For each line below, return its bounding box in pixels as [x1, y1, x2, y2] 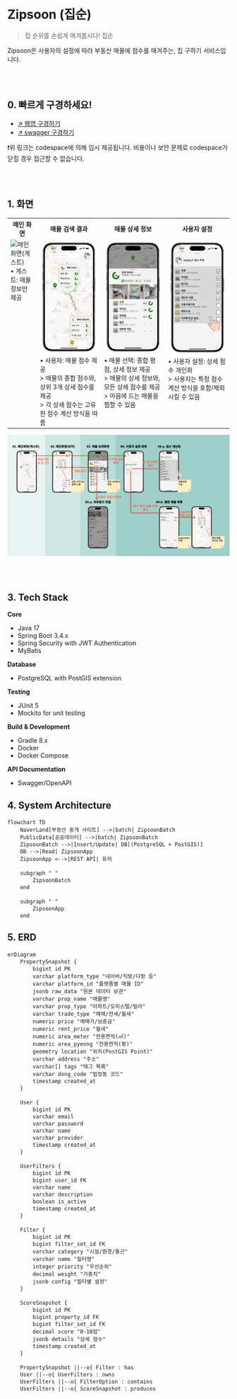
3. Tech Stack [7, 591, 69, 603]
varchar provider [32, 1134, 83, 1141]
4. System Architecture [7, 799, 111, 811]
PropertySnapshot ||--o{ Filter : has [20, 1364, 134, 1371]
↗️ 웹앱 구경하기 [17, 119, 61, 127]
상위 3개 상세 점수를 [39, 383, 95, 392]
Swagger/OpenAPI [17, 779, 72, 787]
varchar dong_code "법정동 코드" [32, 1070, 123, 1078]
